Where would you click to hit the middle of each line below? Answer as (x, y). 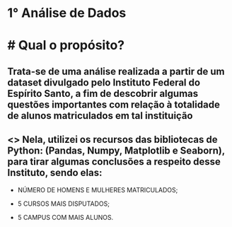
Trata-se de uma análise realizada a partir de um (116, 71)
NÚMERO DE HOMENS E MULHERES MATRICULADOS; (98, 190)
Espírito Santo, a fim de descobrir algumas (103, 93)
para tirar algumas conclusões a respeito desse (114, 162)
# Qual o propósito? (66, 46)
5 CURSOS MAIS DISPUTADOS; (64, 204)
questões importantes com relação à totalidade (114, 104)
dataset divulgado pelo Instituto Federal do (104, 82)
